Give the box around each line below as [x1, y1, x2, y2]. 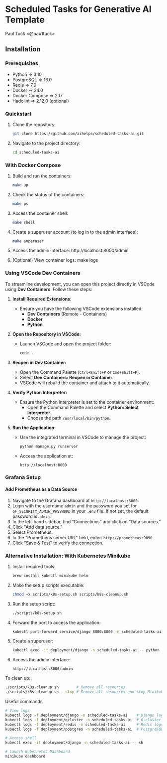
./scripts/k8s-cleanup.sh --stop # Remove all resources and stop [5, 689, 146, 695]
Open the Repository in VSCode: [12, 331, 81, 337]
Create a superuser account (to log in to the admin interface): [12, 229, 138, 235]
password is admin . [12, 513, 51, 519]
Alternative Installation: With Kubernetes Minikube [5, 552, 131, 559]
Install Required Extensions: [12, 296, 72, 302]
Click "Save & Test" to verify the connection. [12, 540, 103, 546]
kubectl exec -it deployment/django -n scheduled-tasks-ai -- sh [5, 740, 143, 746]
